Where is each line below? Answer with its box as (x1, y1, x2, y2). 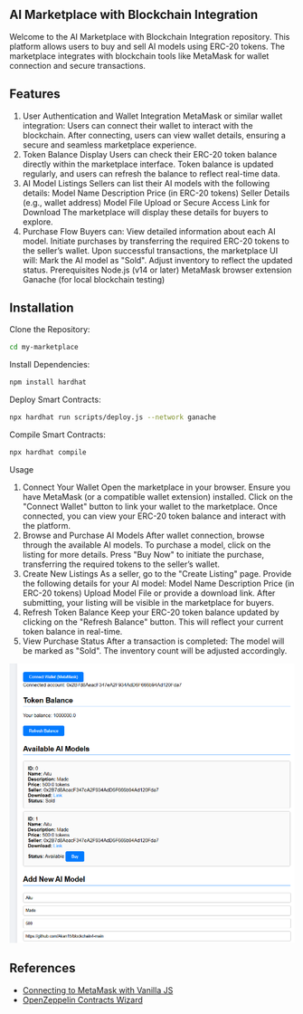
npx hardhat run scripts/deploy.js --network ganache (9, 413, 217, 422)
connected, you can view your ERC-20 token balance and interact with (22, 511, 287, 521)
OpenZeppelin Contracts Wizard (22, 994, 143, 1005)
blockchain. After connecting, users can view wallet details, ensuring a (22, 129, 287, 140)
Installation (9, 301, 74, 316)
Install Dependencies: (9, 359, 90, 370)
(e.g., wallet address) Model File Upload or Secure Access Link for (22, 196, 270, 207)
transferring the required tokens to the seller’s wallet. (22, 559, 220, 569)
